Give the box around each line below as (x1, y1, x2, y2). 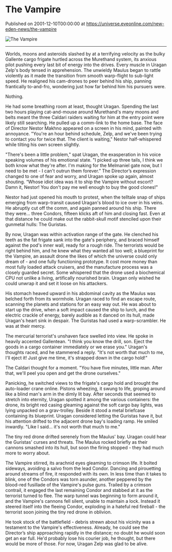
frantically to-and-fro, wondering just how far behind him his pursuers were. (5, 83, 166, 89)
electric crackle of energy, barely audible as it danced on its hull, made (5, 312, 155, 318)
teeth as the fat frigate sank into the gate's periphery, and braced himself (5, 236, 160, 243)
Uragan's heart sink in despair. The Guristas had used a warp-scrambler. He (5, 317, 166, 324)
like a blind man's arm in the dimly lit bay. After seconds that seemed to (5, 391, 156, 397)
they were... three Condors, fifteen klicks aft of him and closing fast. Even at (5, 210, 165, 216)
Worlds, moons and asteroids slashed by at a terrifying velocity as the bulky (5, 50, 165, 57)
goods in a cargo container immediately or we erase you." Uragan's (5, 344, 147, 350)
